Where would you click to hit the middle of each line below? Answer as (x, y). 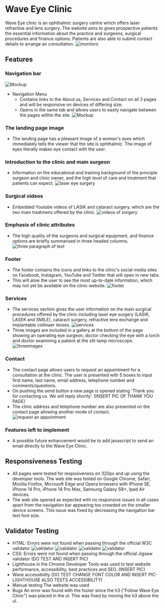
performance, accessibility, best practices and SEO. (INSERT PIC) (79, 569)
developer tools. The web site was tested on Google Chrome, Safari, (82, 478)
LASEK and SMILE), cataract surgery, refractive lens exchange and (80, 320)
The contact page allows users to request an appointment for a (76, 369)
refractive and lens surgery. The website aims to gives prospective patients (82, 28)
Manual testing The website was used (51, 585)
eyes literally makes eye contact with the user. (59, 149)
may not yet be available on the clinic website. (59, 286)
